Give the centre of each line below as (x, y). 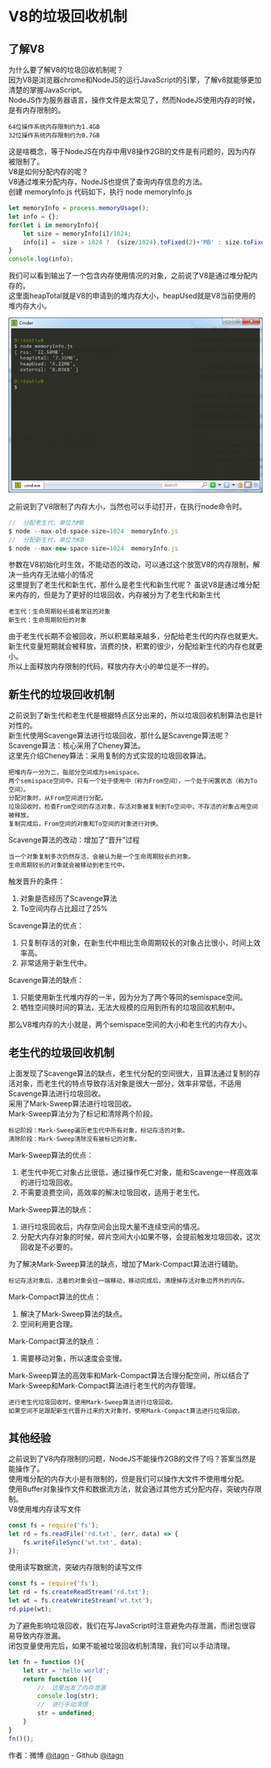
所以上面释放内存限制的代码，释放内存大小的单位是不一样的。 (111, 667)
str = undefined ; (66, 1713)
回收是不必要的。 (48, 1247)
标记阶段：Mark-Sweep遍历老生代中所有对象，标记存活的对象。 (98, 1131)
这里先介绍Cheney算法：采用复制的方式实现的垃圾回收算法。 (110, 756)
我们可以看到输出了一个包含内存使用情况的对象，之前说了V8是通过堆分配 (130, 276)
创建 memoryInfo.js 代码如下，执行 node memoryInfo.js (100, 192)
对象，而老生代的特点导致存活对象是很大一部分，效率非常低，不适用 (128, 1084)
